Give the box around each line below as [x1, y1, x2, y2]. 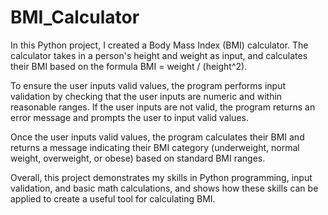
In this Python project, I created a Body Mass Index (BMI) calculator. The [10, 39, 309, 51]
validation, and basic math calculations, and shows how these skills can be [10, 182, 319, 194]
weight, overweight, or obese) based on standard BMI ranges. [10, 152, 266, 164]
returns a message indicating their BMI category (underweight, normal [10, 141, 300, 153]
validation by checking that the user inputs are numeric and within [10, 90, 283, 102]
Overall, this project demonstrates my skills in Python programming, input [10, 171, 313, 183]
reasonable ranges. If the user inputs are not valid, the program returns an [10, 101, 316, 113]
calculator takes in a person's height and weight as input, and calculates [10, 49, 308, 61]
